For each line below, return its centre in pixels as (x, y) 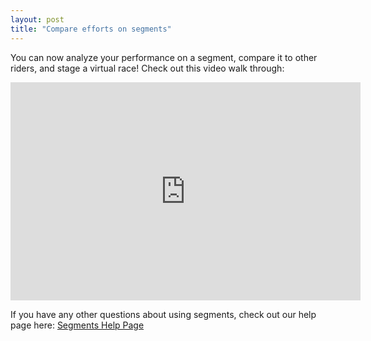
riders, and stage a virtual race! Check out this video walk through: (147, 68)
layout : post (37, 19)
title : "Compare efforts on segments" (91, 29)
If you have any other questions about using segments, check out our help (163, 314)
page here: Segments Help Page (77, 325)
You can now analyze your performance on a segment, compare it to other (164, 57)
